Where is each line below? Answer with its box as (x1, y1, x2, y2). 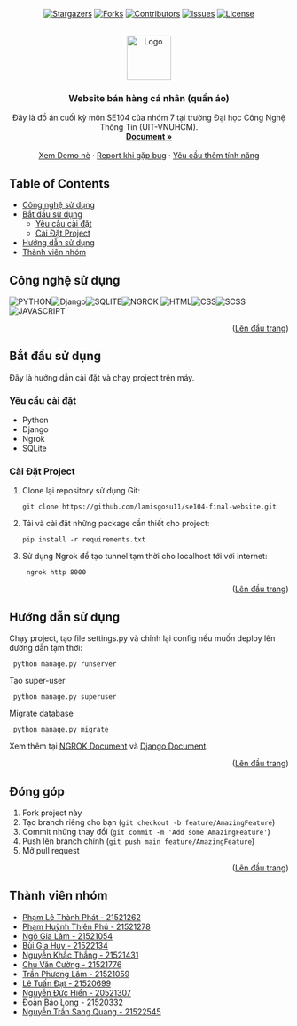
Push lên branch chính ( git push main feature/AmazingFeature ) (21, 836, 255, 846)
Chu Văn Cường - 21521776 (21, 958, 122, 969)
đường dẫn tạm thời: (9, 643, 82, 653)
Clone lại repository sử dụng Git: (21, 485, 140, 496)
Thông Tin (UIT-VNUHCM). (99, 122, 199, 132)
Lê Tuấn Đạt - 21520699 (21, 978, 112, 989)
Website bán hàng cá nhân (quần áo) (67, 92, 231, 104)
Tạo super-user (9, 676, 66, 686)
